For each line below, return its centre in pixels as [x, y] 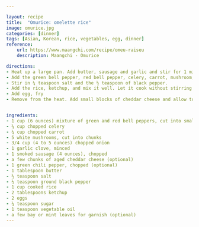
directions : [21, 66]
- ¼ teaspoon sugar [30, 204]
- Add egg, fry [25, 94]
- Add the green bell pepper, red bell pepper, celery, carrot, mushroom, [100, 77]
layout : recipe [25, 17]
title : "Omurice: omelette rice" [49, 22]
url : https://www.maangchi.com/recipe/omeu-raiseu [81, 50]
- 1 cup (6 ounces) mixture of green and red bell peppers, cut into [94, 121]
